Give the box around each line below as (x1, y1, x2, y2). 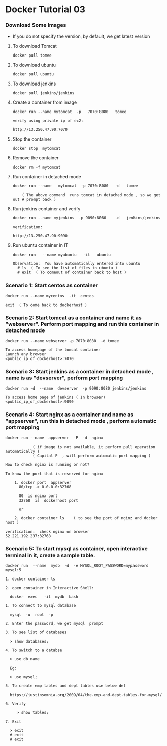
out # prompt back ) (12, 197, 56, 202)
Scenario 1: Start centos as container (5, 282, 98, 289)
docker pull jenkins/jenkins (12, 91, 75, 96)
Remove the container (12, 155, 59, 161)
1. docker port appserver (14, 480, 72, 485)
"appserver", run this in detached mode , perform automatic (5, 418, 157, 425)
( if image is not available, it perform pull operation (32, 444, 156, 449)
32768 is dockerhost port (18, 498, 79, 503)
